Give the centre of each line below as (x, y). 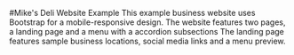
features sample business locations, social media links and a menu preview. (147, 41)
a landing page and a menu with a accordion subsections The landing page (147, 31)
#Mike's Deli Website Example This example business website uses (132, 13)
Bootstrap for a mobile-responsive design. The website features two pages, (147, 22)
